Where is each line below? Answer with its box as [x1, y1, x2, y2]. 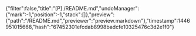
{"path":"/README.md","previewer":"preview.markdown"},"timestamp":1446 [5, 17, 190, 24]
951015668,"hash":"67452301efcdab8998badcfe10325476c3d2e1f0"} [5, 23, 174, 30]
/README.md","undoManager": [63, 5, 139, 12]
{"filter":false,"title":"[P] [5, 5, 63, 12]
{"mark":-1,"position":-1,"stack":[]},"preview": [5, 11, 115, 18]
